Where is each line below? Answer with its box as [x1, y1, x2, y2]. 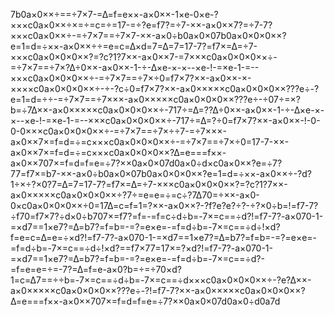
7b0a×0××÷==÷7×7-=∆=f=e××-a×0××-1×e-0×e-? [10, 9, 219, 20]
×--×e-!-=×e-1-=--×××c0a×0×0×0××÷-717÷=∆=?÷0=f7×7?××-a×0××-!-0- [10, 115, 321, 126]
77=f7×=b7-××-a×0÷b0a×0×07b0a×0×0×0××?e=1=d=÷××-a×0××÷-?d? [10, 168, 312, 179]
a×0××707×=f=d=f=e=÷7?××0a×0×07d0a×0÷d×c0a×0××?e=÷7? [10, 157, 283, 169]
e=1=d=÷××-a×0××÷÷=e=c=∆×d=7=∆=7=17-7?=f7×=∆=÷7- [10, 40, 258, 52]
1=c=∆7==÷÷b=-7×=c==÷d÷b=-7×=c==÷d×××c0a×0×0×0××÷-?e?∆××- [10, 274, 312, 286]
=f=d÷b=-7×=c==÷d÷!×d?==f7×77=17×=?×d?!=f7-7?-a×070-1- [10, 242, 273, 254]
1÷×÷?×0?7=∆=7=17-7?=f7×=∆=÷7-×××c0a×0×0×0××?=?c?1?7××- [10, 179, 288, 190]
